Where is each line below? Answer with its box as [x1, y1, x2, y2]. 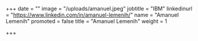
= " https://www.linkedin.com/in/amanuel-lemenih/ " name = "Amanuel [5, 11, 179, 18]
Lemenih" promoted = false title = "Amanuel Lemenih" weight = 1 [5, 18, 168, 24]
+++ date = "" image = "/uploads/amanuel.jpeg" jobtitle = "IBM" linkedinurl [5, 5, 193, 12]
